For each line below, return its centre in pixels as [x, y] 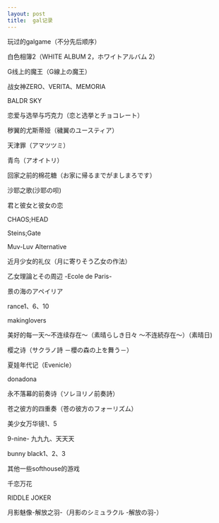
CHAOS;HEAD [28, 219]
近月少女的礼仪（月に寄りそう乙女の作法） [69, 261]
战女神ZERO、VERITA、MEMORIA [57, 86]
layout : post [26, 14]
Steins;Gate [24, 233]
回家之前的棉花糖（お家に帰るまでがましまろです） [82, 175]
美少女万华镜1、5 [32, 423]
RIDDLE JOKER [29, 498]
